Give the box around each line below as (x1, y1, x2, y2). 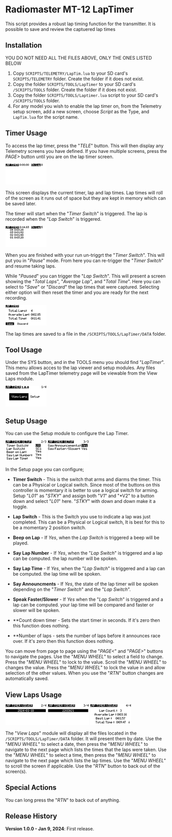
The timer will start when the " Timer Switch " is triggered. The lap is (5, 210, 148, 217)
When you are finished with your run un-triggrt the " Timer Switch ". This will (5, 252, 165, 258)
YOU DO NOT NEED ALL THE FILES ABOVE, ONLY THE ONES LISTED (5, 55, 152, 61)
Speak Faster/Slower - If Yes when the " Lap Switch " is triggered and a (12, 596, 163, 603)
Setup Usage (5, 416, 48, 425)
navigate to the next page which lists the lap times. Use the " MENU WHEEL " (5, 758, 166, 763)
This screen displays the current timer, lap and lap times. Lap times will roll (5, 189, 163, 196)
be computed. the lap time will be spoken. (12, 571, 102, 577)
